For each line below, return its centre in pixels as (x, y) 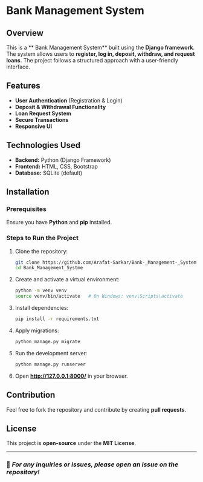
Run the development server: (51, 353)
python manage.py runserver (50, 364)
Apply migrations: (37, 330)
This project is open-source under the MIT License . (71, 443)
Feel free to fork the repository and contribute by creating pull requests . (96, 409)
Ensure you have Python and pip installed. (59, 223)
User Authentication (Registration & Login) (69, 100)
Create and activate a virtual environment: (67, 279)
